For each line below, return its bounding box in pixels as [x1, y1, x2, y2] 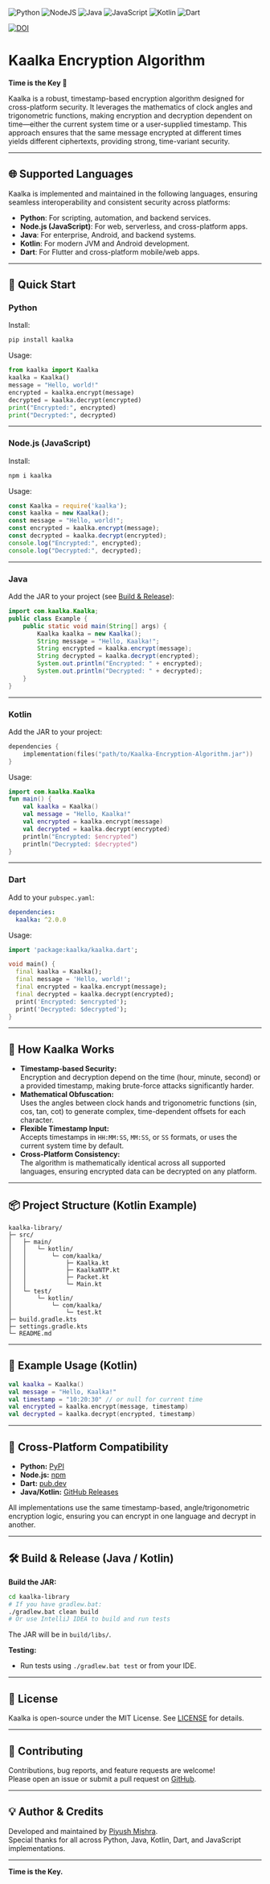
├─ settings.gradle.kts [8, 1323, 88, 1331]
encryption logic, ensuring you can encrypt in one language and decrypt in [8, 1511, 256, 1521]
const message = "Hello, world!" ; [8, 516, 125, 525]
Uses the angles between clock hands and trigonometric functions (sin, [19, 1098, 257, 1108]
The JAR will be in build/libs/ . [8, 1629, 112, 1639]
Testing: [8, 1646, 37, 1655]
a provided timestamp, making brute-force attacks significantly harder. [19, 1081, 255, 1091]
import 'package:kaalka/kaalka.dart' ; [8, 946, 138, 954]
